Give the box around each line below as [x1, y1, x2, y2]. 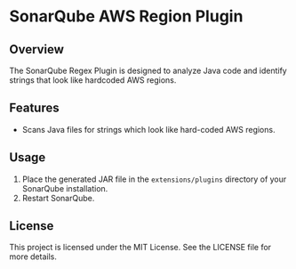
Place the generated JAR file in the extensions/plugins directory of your [21, 174, 287, 184]
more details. [9, 251, 58, 262]
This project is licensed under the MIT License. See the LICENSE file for [9, 242, 272, 253]
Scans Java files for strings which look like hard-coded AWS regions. [21, 124, 276, 134]
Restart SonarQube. [21, 192, 95, 203]
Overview [9, 42, 65, 57]
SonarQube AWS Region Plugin [9, 6, 244, 27]
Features [9, 101, 60, 116]
